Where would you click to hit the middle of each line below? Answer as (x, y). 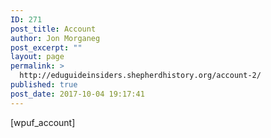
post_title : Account (53, 29)
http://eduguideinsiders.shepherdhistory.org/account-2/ (140, 76)
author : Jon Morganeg (55, 38)
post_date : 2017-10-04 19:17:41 (77, 94)
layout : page (37, 57)
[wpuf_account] (43, 122)
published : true (44, 85)
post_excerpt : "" (46, 47)
